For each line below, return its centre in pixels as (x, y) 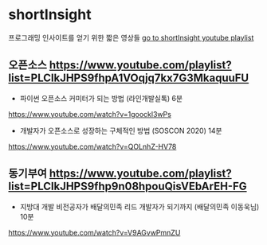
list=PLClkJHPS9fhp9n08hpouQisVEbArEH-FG (128, 187)
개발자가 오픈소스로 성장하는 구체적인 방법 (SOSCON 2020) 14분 (121, 130)
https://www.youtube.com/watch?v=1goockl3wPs (90, 114)
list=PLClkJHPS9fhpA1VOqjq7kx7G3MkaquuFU (129, 78)
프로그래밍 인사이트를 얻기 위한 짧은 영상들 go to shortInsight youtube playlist (131, 37)
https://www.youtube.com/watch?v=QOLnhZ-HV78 (92, 146)
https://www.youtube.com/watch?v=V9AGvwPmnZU (94, 232)
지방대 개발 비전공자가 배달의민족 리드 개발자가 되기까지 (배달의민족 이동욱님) (139, 206)
